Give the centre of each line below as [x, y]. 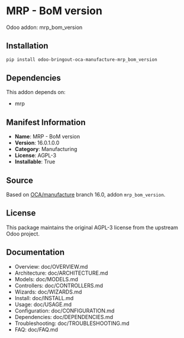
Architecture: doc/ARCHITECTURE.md [61, 273]
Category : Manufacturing [46, 149]
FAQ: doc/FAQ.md [36, 329]
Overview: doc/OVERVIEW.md [51, 266]
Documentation [35, 252]
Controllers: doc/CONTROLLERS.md [59, 285]
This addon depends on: [36, 92]
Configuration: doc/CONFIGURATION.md [64, 310]
